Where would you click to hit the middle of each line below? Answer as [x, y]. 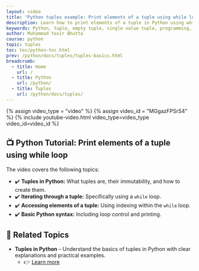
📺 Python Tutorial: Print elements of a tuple [88, 143]
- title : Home [29, 67]
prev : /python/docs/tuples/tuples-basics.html [65, 56]
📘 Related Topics [38, 235]
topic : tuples [24, 45]
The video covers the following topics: [53, 169]
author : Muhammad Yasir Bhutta [45, 34]
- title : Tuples [31, 89]
